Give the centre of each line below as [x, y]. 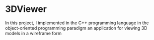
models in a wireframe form [34, 33]
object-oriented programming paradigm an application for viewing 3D [76, 28]
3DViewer [26, 9]
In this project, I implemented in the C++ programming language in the [77, 23]
